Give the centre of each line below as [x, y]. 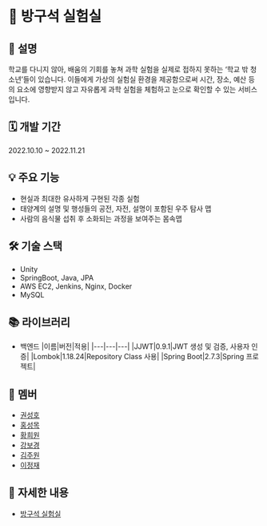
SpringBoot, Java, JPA [57, 278]
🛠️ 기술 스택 [35, 247]
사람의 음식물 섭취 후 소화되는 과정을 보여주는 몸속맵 [101, 218]
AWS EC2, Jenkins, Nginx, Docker [76, 286]
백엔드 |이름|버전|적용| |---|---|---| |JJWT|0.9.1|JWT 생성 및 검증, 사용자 [135, 346]
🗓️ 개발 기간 [35, 127]
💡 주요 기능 [34, 178]
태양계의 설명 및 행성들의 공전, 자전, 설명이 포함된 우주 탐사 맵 [116, 208]
